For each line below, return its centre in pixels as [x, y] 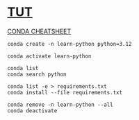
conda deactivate [32, 111]
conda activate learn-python [49, 56]
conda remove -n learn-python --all [60, 105]
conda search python [37, 74]
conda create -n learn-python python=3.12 [69, 44]
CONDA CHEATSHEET [39, 31]
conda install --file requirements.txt [65, 92]
